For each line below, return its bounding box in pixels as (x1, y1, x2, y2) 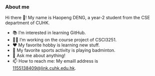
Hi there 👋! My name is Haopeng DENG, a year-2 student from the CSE (5, 15, 151, 21)
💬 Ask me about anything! (12, 53, 66, 59)
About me (5, 3, 30, 10)
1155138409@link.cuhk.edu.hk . (12, 65, 76, 71)
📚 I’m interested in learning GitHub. (12, 30, 86, 36)
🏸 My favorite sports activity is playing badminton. (12, 47, 116, 53)
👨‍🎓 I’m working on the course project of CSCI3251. (12, 37, 117, 43)
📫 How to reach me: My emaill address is (12, 58, 98, 64)
